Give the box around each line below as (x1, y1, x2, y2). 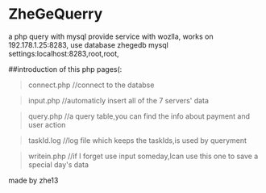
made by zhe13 (8, 175, 59, 185)
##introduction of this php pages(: (8, 64, 123, 73)
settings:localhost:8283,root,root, (8, 48, 119, 58)
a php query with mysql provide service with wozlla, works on (8, 31, 214, 41)
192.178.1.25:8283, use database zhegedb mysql (8, 40, 169, 49)
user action (27, 120, 66, 129)
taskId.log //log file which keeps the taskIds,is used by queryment (27, 135, 247, 145)
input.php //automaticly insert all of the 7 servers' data (27, 95, 210, 105)
